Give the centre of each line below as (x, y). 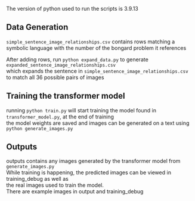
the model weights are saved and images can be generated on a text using (98, 123)
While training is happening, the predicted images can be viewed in (89, 172)
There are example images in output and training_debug (75, 191)
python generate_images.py (40, 128)
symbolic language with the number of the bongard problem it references (96, 48)
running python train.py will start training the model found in (81, 110)
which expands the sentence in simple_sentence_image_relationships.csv (97, 71)
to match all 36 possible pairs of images (55, 77)
